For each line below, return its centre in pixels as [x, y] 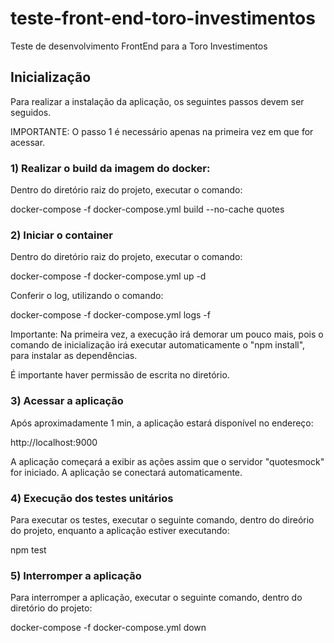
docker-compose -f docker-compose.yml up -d [108, 276]
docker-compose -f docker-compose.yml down [108, 628]
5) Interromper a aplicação [76, 575]
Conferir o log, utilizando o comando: [87, 296]
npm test [28, 549]
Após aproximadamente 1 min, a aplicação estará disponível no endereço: [162, 423]
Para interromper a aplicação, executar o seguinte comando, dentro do [156, 598]
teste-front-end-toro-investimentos [163, 18]
